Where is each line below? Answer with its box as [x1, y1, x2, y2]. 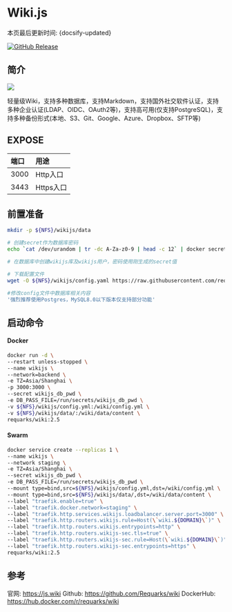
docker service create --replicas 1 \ [7, 446, 119, 453]
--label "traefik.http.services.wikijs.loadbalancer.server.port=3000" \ [7, 510, 224, 517]
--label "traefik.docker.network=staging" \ [7, 504, 137, 511]
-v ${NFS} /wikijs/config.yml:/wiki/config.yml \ [7, 403, 150, 410]
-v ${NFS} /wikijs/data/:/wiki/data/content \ [7, 410, 140, 417]
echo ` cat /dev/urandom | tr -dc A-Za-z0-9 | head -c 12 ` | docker [7, 246, 206, 253]
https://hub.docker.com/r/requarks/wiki [7, 597, 119, 606]
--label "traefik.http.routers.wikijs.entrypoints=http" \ [7, 524, 181, 530]
